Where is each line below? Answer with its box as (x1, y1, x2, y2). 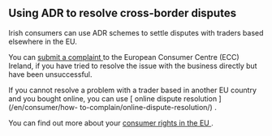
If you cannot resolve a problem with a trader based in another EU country (8, 85, 257, 95)
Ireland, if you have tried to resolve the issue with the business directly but (8, 61, 257, 70)
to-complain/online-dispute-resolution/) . (80, 102, 217, 112)
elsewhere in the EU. (8, 36, 77, 46)
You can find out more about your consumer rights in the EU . (8, 117, 214, 128)
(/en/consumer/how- (8, 102, 79, 112)
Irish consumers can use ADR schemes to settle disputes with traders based (8, 28, 264, 37)
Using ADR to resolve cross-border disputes (8, 6, 237, 20)
